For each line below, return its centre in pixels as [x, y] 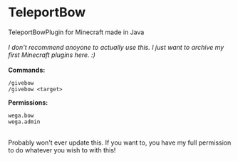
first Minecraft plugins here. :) [52, 55]
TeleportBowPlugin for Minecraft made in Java [76, 32]
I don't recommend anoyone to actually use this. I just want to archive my [116, 47]
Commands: [27, 70]
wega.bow [21, 115]
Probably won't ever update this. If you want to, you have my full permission [120, 142]
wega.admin [24, 122]
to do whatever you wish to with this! [62, 150]
